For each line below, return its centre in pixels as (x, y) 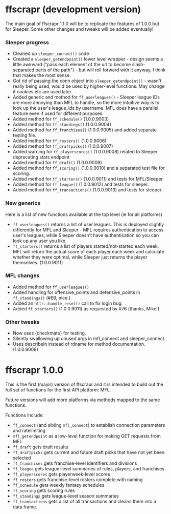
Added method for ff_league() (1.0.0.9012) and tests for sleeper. (81, 184)
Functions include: (25, 415)
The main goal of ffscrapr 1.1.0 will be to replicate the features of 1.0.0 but (82, 24)
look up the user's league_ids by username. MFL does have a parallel (86, 108)
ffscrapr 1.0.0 (34, 370)
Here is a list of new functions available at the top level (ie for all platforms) (84, 214)
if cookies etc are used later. (42, 92)
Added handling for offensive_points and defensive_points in (76, 292)
